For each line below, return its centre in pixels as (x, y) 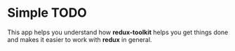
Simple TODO (47, 13)
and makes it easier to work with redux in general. (80, 39)
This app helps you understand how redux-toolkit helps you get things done (118, 32)
